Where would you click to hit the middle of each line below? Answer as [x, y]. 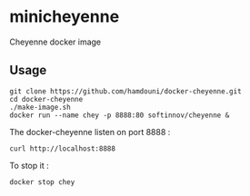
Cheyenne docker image [55, 42]
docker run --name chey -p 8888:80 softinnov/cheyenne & [120, 115]
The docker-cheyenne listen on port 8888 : [90, 132]
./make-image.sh [40, 107]
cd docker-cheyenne [46, 99]
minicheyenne [65, 17]
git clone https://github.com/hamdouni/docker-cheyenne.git [126, 91]
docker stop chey [42, 182]
